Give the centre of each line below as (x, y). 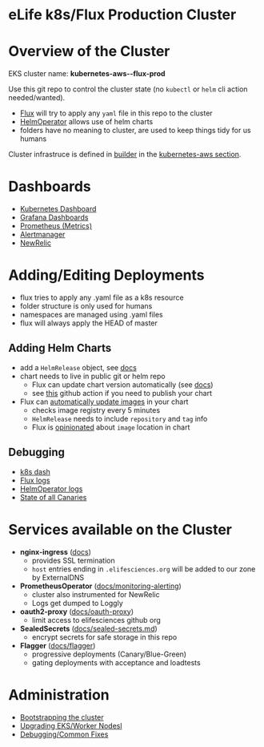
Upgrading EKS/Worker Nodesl (71, 725)
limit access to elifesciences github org (96, 620)
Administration (59, 695)
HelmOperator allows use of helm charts (86, 122)
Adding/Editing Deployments (107, 275)
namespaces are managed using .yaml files (91, 315)
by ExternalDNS (58, 577)
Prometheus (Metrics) (56, 226)
